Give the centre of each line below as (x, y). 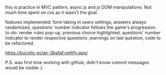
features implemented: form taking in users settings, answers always (76, 22)
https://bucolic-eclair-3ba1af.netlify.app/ (47, 53)
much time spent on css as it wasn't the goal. (52, 12)
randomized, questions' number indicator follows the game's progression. (81, 27)
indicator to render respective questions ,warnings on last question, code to (83, 38)
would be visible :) (24, 68)
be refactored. (20, 43)
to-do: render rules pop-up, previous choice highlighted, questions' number (83, 33)
